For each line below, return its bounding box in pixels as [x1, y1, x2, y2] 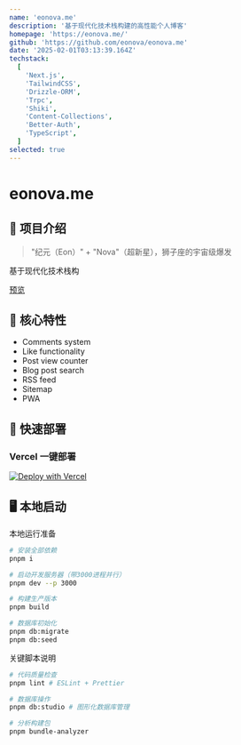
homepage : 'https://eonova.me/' [9, 29, 128, 38]
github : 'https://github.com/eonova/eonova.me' [9, 37, 189, 47]
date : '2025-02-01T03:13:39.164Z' [9, 46, 137, 55]
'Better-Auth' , [25, 121, 82, 130]
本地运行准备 [9, 528, 56, 539]
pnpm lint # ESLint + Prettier [9, 678, 125, 687]
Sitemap [21, 384, 53, 395]
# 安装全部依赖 [9, 546, 58, 555]
